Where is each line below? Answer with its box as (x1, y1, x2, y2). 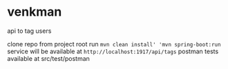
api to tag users (7, 27, 52, 35)
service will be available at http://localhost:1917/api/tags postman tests (7, 47, 219, 55)
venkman (7, 4, 62, 20)
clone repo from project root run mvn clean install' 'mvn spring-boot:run (7, 40, 221, 48)
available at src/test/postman (7, 54, 90, 62)
